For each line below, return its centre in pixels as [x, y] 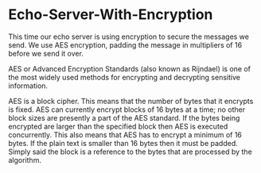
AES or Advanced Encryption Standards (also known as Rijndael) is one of [130, 68]
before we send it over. [46, 53]
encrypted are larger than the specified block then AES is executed [118, 126]
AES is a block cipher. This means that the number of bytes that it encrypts [131, 101]
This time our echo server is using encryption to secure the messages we [129, 37]
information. [28, 86]
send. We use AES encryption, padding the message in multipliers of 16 [125, 44]
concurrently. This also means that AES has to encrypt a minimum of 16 [125, 135]
